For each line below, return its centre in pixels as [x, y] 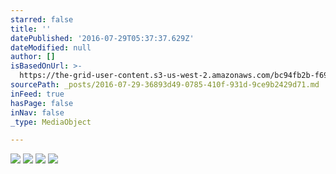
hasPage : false [42, 103]
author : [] [33, 57]
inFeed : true [37, 94]
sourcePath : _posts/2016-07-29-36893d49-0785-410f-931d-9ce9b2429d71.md [165, 85]
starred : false [42, 19]
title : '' [31, 29]
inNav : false [37, 112]
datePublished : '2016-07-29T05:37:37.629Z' [102, 38]
